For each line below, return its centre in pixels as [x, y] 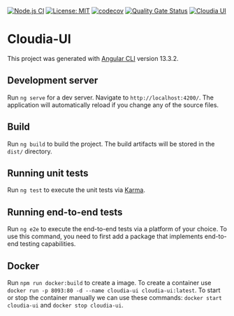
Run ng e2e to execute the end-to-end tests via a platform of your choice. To [117, 229]
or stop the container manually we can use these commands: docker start [115, 297]
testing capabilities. [48, 244]
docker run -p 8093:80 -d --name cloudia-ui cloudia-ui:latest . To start [114, 290]
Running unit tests [48, 173]
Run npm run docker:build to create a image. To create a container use [109, 283]
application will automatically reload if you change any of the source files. [113, 104]
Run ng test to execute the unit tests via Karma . [76, 190]
